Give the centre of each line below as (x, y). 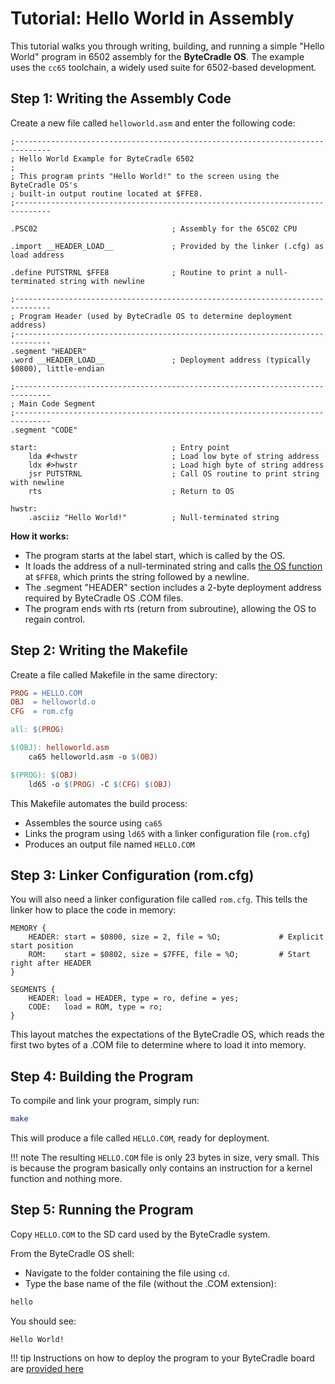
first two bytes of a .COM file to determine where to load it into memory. (158, 1045)
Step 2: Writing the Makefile (99, 650)
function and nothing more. (66, 1179)
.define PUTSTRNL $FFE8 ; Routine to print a (136, 272)
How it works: (40, 536)
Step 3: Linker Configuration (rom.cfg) (132, 875)
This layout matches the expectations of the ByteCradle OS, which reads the (167, 1034)
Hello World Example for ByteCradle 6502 (107, 158)
